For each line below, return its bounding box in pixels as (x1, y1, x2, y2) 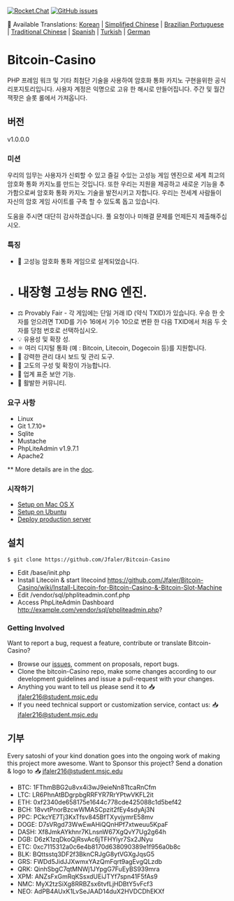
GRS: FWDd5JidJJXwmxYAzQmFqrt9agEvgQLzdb (17, 857, 163, 865)
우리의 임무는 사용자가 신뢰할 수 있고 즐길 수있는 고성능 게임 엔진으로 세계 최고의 (7, 171, 226, 180)
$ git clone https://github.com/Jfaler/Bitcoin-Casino (7, 556, 170, 563)
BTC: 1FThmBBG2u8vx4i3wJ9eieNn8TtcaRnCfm (17, 783, 156, 791)
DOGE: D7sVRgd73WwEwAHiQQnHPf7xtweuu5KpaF (17, 820, 169, 828)
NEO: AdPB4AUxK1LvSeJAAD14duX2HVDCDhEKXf (17, 887, 165, 895)
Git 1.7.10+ (17, 422, 47, 430)
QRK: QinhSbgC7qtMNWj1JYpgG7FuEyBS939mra (17, 865, 160, 873)
